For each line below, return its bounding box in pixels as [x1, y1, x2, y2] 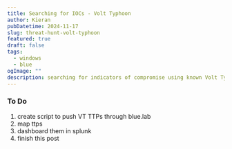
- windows [13, 55, 41, 62]
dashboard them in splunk [17, 126, 92, 135]
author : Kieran [7, 16, 51, 23]
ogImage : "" [7, 67, 41, 74]
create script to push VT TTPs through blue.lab [17, 112, 151, 120]
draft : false [7, 42, 45, 49]
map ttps [17, 119, 43, 128]
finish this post [17, 134, 60, 142]
